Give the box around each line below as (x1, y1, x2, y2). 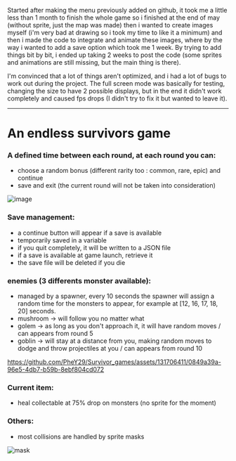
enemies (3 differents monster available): (7, 275, 152, 285)
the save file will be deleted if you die (17, 258, 126, 266)
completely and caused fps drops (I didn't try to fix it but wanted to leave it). (7, 94, 228, 103)
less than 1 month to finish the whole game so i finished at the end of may (7, 13, 220, 22)
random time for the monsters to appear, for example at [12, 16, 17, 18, (17, 299, 218, 308)
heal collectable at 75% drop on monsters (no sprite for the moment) (17, 398, 216, 407)
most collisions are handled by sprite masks (17, 432, 145, 441)
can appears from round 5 (17, 330, 93, 338)
